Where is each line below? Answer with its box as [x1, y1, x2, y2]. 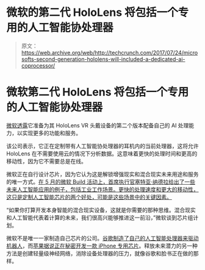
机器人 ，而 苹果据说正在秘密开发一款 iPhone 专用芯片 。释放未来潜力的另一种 [6, 242, 198, 249]
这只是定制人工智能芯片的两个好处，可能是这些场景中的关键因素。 [6, 193, 172, 201]
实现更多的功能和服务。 [22, 129, 81, 137]
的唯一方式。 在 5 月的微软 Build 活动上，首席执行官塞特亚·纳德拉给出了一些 [6, 178, 195, 185]
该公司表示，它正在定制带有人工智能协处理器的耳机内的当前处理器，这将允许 [6, 142, 199, 149]
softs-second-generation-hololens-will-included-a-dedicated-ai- [21, 55, 185, 63]
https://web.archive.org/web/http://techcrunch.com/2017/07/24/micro [21, 49, 198, 56]
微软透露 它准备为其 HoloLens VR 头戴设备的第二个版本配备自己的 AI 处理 [6, 121, 189, 129]
